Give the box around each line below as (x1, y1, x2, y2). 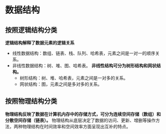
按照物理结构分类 (5, 97, 57, 105)
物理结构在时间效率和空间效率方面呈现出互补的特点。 (22, 123, 131, 129)
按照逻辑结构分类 (5, 26, 57, 34)
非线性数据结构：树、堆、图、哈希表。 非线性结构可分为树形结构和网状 (12, 63, 157, 68)
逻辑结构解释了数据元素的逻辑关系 (5, 40, 75, 45)
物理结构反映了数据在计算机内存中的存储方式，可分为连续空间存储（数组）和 (5, 111, 161, 117)
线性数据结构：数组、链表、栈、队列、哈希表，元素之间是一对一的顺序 (12, 50, 156, 56)
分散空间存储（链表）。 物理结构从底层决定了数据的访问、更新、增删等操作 (5, 117, 156, 123)
